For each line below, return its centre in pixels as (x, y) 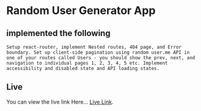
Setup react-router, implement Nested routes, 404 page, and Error (94, 47)
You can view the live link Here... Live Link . (60, 102)
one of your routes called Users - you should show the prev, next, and (101, 58)
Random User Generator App (81, 11)
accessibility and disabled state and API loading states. (83, 68)
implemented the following (59, 33)
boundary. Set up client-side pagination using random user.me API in (98, 52)
